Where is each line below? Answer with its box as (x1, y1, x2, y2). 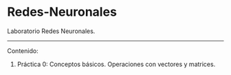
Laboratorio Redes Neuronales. (7, 27, 96, 35)
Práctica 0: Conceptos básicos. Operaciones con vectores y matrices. (16, 60, 216, 68)
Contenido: (7, 46, 39, 55)
